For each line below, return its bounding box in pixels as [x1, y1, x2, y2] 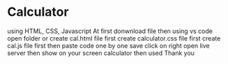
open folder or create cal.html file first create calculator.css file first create [7, 34, 221, 42]
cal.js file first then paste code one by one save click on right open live [7, 41, 211, 50]
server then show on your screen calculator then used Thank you [7, 49, 195, 57]
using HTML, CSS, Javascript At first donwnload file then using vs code [7, 27, 213, 35]
